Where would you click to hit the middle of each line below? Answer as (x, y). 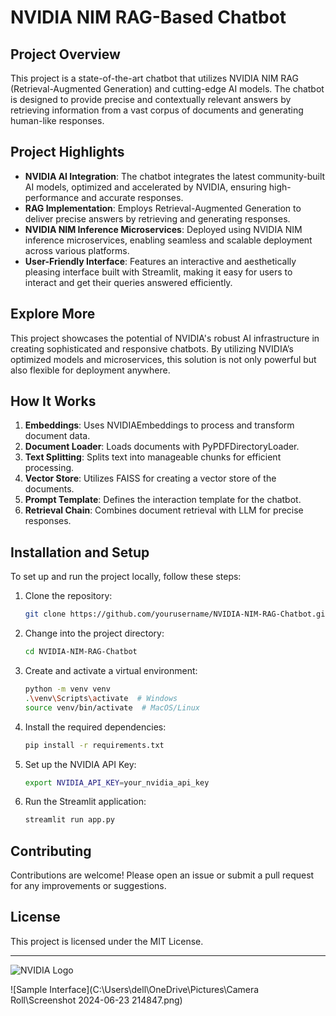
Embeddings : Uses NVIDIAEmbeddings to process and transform (159, 425)
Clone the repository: (68, 596)
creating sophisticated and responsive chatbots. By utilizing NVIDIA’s (152, 348)
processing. (49, 468)
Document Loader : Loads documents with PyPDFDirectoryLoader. (162, 447)
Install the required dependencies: (95, 727)
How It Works (53, 401)
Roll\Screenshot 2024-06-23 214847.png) (96, 1000)
